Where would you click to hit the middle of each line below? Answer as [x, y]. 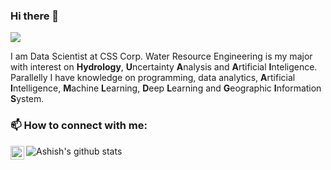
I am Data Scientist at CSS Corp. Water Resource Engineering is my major [161, 56]
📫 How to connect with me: [79, 126]
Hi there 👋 [35, 16]
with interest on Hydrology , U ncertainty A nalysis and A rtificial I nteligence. [164, 67]
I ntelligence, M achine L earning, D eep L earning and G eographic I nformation [166, 88]
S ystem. [27, 99]
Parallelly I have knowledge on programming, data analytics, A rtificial [153, 78]
